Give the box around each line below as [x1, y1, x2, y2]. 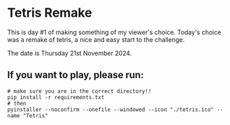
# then [7, 100, 27, 107]
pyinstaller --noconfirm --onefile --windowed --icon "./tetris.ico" [7, 106, 215, 113]
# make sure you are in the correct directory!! [7, 87, 152, 95]
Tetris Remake [7, 5, 92, 21]
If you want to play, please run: [7, 69, 145, 81]
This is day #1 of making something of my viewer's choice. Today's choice [7, 28, 222, 36]
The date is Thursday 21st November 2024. [7, 49, 132, 57]
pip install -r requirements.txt [7, 94, 105, 101]
